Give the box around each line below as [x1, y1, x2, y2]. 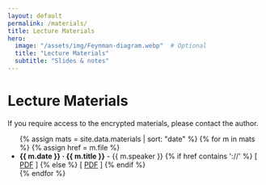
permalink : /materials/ [7, 19, 88, 27]
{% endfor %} [19, 168, 66, 178]
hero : [7, 34, 26, 43]
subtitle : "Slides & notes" [15, 57, 110, 65]
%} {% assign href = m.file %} [19, 142, 120, 152]
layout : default [7, 11, 62, 20]
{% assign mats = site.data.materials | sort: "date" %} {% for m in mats [19, 134, 255, 144]
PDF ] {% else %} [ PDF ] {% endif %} [19, 159, 146, 170]
